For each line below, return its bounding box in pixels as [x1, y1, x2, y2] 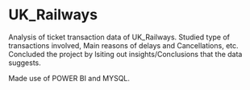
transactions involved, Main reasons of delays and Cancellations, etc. [8, 40, 240, 50]
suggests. [8, 58, 42, 67]
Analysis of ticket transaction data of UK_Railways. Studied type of [8, 32, 231, 42]
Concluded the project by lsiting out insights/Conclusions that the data [8, 49, 243, 59]
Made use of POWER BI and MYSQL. [8, 73, 131, 83]
